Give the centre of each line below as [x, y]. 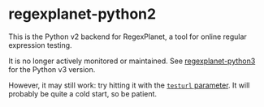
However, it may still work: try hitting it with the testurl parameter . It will [129, 85]
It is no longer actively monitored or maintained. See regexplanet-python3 [132, 61]
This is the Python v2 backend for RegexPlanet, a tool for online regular [128, 36]
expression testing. [40, 45]
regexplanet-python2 [82, 14]
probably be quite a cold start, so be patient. [82, 93]
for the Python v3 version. [52, 69]
